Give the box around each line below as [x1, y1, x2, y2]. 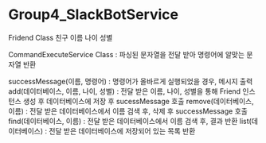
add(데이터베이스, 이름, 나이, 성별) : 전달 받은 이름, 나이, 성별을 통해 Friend [8, 86, 241, 96]
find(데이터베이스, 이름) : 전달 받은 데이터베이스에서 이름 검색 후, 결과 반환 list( [8, 116, 252, 126]
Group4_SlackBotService [8, 6, 179, 24]
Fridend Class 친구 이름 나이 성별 [8, 33, 113, 42]
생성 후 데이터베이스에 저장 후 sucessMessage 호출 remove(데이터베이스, [22, 96, 255, 106]
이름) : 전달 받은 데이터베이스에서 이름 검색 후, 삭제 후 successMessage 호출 [8, 106, 248, 116]
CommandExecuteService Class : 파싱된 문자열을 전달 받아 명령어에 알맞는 [8, 49, 245, 59]
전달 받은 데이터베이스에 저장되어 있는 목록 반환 [49, 126, 196, 136]
